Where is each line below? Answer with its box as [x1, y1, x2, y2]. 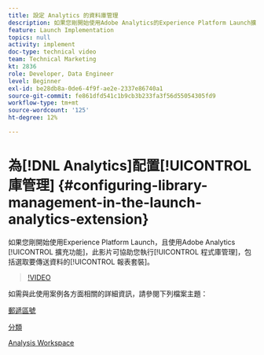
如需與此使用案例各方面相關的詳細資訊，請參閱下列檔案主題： [8, 288, 208, 298]
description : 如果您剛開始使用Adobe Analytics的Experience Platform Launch [8, 19, 251, 27]
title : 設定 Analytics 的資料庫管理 [8, 11, 119, 20]
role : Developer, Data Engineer [8, 70, 114, 78]
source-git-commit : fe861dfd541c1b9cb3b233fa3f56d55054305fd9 [8, 92, 216, 100]
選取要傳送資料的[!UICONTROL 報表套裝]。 [14, 257, 155, 266]
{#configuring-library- [57, 177, 208, 195]
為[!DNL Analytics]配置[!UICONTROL [8, 157, 251, 175]
